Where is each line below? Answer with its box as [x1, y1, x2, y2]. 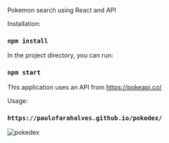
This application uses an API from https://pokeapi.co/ [7, 83, 162, 91]
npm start [7, 69, 41, 76]
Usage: [7, 96, 28, 104]
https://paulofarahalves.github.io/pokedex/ [7, 114, 163, 122]
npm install [7, 36, 49, 45]
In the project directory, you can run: [7, 51, 113, 60]
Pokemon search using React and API [7, 6, 116, 14]
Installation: [7, 20, 41, 27]
